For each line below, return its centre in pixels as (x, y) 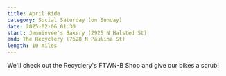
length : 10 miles (32, 46)
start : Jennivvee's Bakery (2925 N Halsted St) (77, 33)
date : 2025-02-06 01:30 (42, 26)
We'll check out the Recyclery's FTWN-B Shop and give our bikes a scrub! (113, 65)
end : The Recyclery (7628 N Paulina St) (67, 39)
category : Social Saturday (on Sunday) (65, 20)
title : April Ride (34, 13)
